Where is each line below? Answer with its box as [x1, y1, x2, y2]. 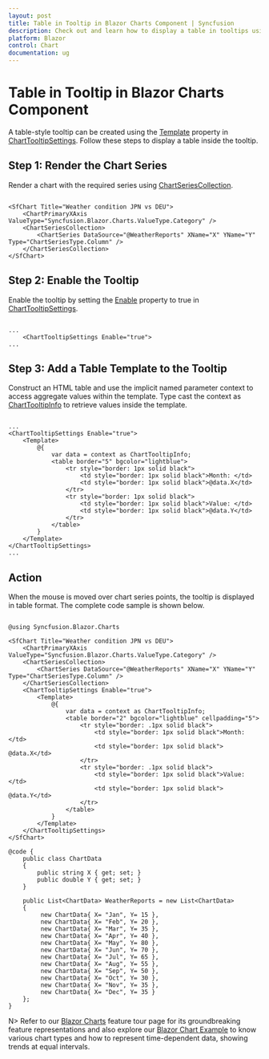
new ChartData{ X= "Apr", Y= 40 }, [40, 932, 159, 940]
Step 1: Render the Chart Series [8, 159, 167, 172]
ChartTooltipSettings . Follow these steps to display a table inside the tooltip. [8, 136, 259, 145]
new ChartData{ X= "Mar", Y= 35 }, [40, 925, 159, 933]
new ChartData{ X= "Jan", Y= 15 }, [40, 911, 159, 919]
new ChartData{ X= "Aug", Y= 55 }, [40, 960, 159, 968]
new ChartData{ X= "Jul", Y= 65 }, [40, 953, 159, 961]
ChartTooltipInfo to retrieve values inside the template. [8, 400, 188, 410]
